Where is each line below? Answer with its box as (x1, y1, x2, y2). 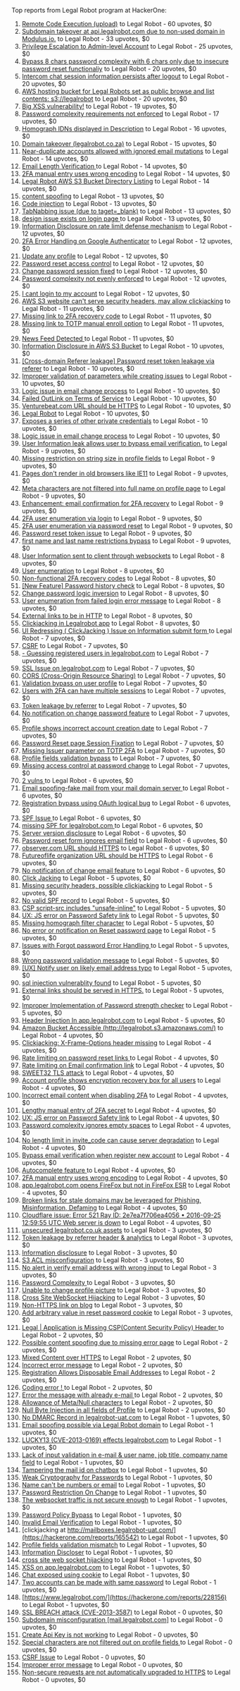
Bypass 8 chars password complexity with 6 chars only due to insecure (21, 57, 229, 66)
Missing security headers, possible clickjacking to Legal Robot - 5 (21, 881, 213, 889)
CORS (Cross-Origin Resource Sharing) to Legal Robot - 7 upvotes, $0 (21, 671, 226, 680)
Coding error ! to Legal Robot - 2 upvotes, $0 (21, 1384, 153, 1391)
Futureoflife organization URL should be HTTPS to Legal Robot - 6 (21, 851, 213, 860)
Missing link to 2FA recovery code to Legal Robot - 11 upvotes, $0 (21, 312, 212, 320)
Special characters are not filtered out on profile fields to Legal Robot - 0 (21, 1638, 233, 1646)
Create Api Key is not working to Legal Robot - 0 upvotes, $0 (21, 1630, 198, 1639)
